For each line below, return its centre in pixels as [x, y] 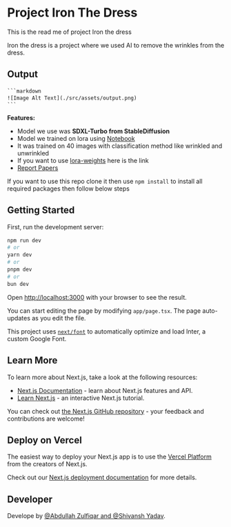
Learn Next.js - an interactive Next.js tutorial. [81, 398]
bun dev [18, 284]
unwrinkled [33, 153]
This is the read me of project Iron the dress [70, 32]
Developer [30, 499]
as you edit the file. [59, 318]
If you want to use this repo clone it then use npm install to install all [105, 181]
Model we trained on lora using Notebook [76, 138]
